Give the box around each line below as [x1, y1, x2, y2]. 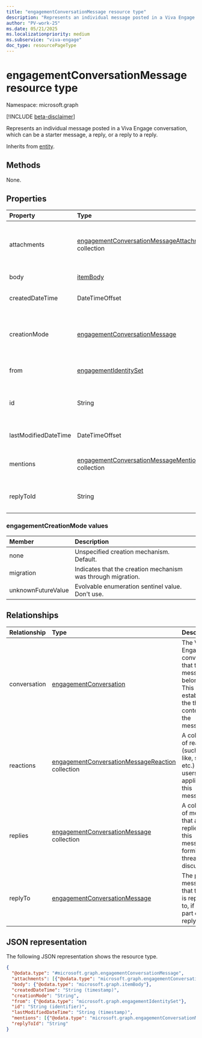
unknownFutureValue [9, 586, 69, 594]
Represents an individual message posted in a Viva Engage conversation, [6, 124, 188, 131]
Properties [6, 194, 47, 204]
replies [9, 831, 29, 840]
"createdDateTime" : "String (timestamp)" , [11, 987, 120, 993]
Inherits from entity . [6, 142, 55, 150]
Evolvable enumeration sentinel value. [75, 582, 182, 590]
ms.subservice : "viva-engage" [6, 37, 82, 43]
